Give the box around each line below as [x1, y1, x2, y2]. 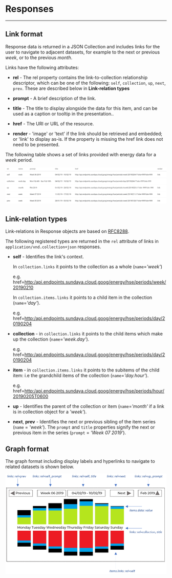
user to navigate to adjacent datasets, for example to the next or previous [5, 49, 160, 55]
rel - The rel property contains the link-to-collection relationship [12, 74, 148, 80]
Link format [5, 30, 43, 39]
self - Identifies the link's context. [12, 254, 84, 260]
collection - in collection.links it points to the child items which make [12, 331, 163, 337]
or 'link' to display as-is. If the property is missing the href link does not [12, 136, 163, 142]
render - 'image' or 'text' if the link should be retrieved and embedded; [12, 130, 163, 137]
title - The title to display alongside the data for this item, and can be [12, 105, 158, 111]
